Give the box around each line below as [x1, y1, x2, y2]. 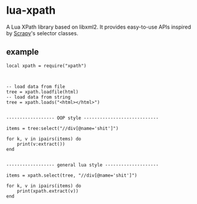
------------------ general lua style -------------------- [6, 162, 159, 168]
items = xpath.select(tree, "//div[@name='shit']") [6, 172, 137, 178]
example [6, 47, 39, 57]
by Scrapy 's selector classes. [6, 29, 79, 36]
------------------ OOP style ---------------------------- [6, 115, 159, 121]
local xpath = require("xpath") [6, 63, 87, 69]
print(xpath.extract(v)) [17, 188, 79, 194]
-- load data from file [6, 84, 66, 89]
